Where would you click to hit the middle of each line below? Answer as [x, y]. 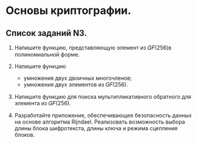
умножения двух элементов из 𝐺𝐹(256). [76, 85]
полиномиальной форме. [47, 54]
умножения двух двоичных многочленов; [77, 78]
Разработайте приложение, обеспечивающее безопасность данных [103, 115]
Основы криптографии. [69, 11]
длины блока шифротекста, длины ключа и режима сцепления [96, 128]
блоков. [25, 135]
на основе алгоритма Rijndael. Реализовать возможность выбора [100, 122]
